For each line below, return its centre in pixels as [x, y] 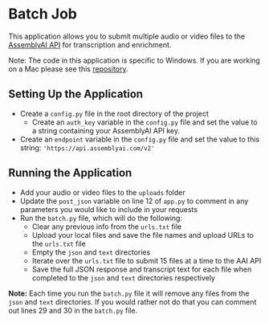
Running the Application [70, 173]
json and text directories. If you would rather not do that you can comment [132, 301]
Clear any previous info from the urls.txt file [107, 227]
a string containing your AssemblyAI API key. [106, 130]
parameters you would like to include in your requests [109, 209]
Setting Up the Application [75, 94]
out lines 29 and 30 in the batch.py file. [73, 310]
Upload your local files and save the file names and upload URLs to [143, 235]
